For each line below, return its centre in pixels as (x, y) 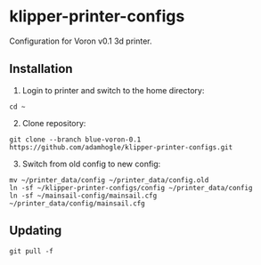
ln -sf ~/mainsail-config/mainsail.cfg (83, 196)
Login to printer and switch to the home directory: (113, 90)
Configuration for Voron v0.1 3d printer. (81, 41)
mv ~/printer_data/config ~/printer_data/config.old (109, 180)
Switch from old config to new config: (91, 164)
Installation (41, 69)
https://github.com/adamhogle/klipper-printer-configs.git (121, 147)
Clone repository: (54, 123)
